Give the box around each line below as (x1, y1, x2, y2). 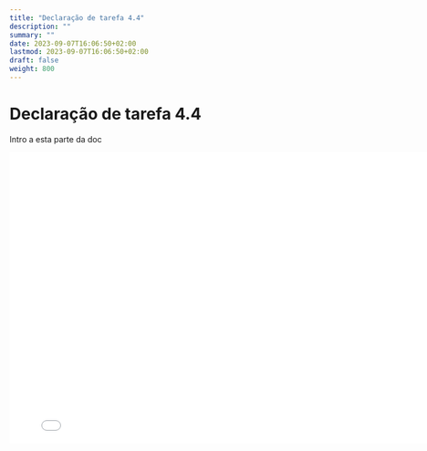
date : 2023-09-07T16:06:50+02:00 (9, 38, 137, 48)
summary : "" (9, 30, 55, 39)
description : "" (9, 22, 71, 31)
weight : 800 (9, 65, 55, 74)
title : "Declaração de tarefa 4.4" (9, 13, 145, 23)
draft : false (9, 56, 59, 65)
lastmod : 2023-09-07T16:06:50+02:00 (9, 47, 149, 57)
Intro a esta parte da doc (9, 133, 102, 144)
